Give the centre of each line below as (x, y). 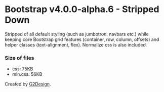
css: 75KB (23, 69)
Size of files (19, 58)
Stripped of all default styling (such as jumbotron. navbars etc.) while (77, 34)
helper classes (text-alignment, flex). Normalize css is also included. (76, 44)
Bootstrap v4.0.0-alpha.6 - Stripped (82, 9)
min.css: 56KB (27, 74)
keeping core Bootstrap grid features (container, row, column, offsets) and (82, 39)
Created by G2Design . (28, 84)
